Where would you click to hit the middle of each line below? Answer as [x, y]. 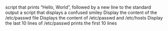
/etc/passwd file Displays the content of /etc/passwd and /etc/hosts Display [84, 18]
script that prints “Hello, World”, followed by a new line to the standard [78, 7]
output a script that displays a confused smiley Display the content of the [81, 12]
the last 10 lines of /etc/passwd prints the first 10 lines [61, 23]
